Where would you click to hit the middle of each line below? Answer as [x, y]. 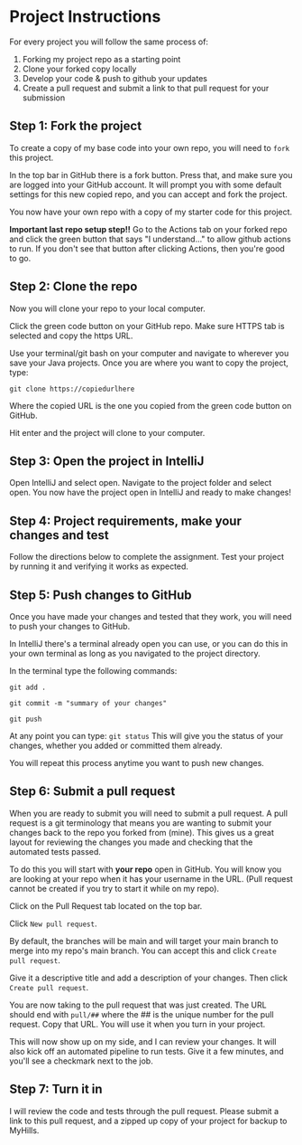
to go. [20, 258]
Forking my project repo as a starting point [101, 59]
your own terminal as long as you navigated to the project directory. [135, 653]
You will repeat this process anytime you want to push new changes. [137, 763]
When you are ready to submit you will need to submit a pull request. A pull [149, 813]
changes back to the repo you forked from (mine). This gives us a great [142, 832]
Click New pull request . [53, 923]
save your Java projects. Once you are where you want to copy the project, [149, 363]
